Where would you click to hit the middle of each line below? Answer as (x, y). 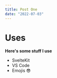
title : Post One (21, 9)
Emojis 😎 (21, 71)
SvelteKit (21, 60)
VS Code (21, 65)
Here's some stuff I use (28, 51)
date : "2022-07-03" (24, 14)
